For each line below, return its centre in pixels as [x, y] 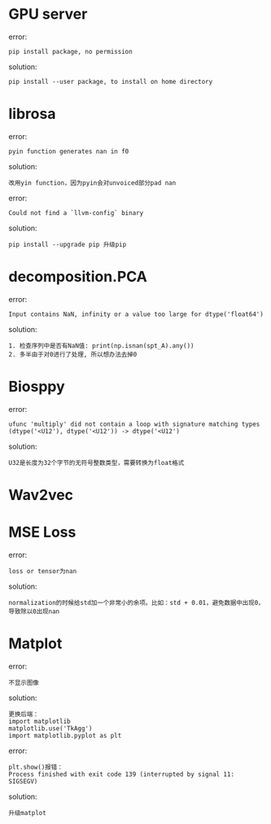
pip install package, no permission [70, 51]
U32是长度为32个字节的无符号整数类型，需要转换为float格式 [96, 462]
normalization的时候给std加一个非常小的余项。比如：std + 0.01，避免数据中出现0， [136, 603]
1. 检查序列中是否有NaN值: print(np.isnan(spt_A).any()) [101, 346]
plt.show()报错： [36, 767]
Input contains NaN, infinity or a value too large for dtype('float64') [136, 314]
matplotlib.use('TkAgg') [50, 728]
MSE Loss [42, 532]
